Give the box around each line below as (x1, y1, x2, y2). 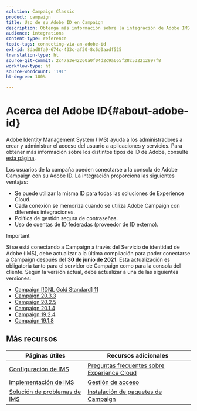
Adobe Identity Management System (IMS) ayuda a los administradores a (6, 136, 183, 143)
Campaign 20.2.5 (14, 299, 57, 306)
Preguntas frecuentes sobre (87, 361, 165, 369)
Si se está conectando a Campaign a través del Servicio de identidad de (6, 244, 180, 251)
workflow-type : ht (6, 63, 51, 69)
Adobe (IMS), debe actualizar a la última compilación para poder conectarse (6, 250, 191, 257)
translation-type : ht (6, 52, 59, 58)
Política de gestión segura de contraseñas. (14, 215, 118, 222)
